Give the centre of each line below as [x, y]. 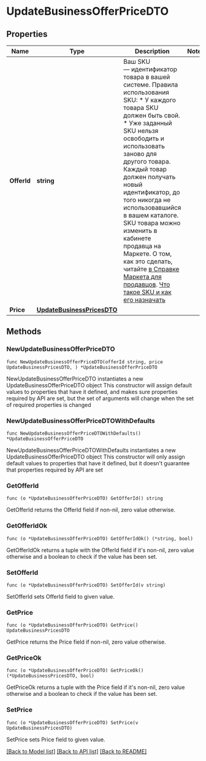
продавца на [142, 246]
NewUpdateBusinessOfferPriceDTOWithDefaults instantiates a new [91, 450]
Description [152, 51]
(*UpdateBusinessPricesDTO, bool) [51, 676]
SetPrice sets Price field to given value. [56, 739]
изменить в [140, 231]
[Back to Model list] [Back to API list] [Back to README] [77, 751]
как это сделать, [148, 261]
